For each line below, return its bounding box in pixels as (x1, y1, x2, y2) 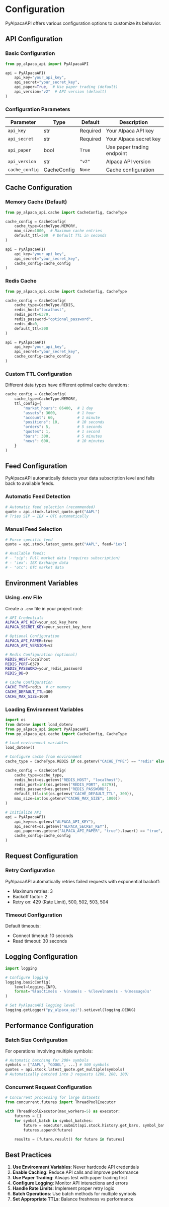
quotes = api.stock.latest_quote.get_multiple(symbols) (5, 1067, 125, 1072)
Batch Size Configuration (5, 1036, 68, 1043)
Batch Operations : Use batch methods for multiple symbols (12, 1191, 137, 1197)
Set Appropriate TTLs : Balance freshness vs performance (12, 1196, 134, 1202)
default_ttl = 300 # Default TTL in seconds (14, 233, 107, 238)
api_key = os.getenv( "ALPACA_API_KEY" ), (14, 819, 96, 824)
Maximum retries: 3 (12, 888, 53, 894)
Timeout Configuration (5, 911, 62, 918)
